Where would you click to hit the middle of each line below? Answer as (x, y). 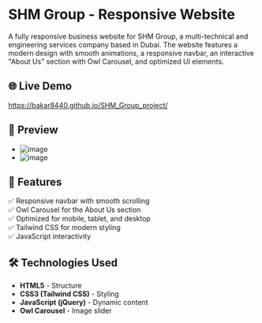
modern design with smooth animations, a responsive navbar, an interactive (131, 53)
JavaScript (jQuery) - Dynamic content (84, 303)
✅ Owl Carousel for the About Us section (75, 210)
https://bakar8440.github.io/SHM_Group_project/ (88, 105)
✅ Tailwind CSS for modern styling (64, 228)
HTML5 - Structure (51, 286)
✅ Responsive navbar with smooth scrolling (79, 201)
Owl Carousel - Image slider (65, 311)
